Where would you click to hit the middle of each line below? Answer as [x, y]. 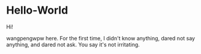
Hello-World [37, 10]
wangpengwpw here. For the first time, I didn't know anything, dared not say [100, 38]
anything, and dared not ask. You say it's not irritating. [73, 45]
